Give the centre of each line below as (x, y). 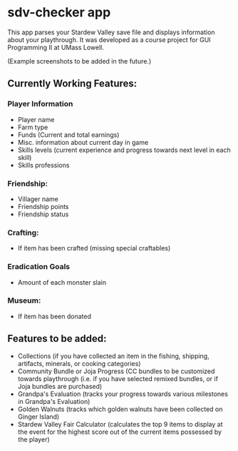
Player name (36, 119)
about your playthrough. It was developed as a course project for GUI (109, 39)
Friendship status (43, 214)
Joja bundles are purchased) (60, 386)
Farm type (33, 127)
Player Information (40, 104)
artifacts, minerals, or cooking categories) (79, 363)
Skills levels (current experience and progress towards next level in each (124, 150)
